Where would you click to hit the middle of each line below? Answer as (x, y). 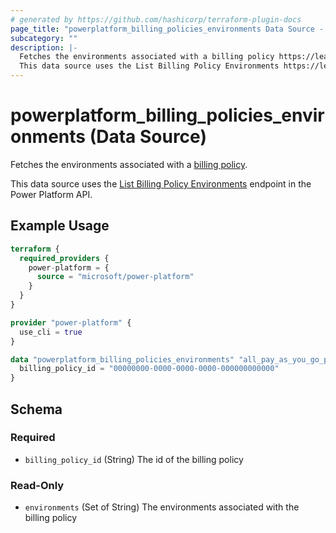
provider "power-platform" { (71, 322)
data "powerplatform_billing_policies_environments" (122, 359)
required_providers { (64, 258)
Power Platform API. (51, 194)
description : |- (44, 47)
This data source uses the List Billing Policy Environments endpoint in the (161, 183)
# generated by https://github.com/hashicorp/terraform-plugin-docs (156, 19)
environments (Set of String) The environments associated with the (162, 507)
